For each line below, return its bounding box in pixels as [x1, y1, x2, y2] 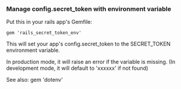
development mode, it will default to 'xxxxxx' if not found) [6, 65, 149, 72]
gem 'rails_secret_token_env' [6, 30, 82, 36]
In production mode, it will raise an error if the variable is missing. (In [6, 59, 176, 66]
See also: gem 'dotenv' [6, 76, 63, 84]
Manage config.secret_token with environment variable [6, 5, 172, 13]
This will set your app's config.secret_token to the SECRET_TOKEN [6, 41, 171, 48]
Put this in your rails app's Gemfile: [6, 19, 92, 26]
